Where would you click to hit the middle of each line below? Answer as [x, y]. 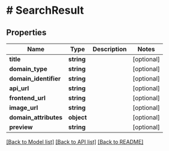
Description [110, 49]
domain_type [28, 69]
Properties [26, 33]
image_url [24, 108]
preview [21, 127]
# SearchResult [45, 10]
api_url [19, 88]
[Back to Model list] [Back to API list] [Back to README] [75, 142]
